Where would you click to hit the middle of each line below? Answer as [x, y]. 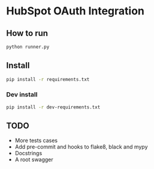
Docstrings [28, 153]
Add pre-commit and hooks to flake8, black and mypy [81, 147]
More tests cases [36, 140]
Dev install [22, 95]
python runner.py [28, 47]
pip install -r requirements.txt [48, 79]
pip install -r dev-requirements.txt [53, 107]
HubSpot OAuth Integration [76, 11]
